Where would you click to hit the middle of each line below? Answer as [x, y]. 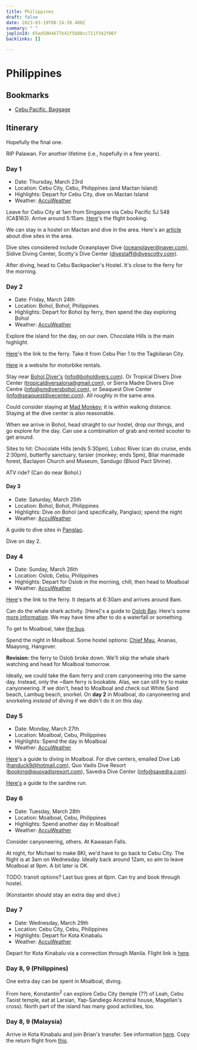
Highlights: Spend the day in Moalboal [61, 741]
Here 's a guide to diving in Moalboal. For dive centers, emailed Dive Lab [93, 759]
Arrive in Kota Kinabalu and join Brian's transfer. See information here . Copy [98, 1035]
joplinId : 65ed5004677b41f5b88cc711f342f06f [61, 34]
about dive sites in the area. [40, 236]
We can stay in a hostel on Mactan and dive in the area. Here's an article [94, 230]
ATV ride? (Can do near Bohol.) [44, 472]
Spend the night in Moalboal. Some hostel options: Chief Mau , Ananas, [92, 640]
